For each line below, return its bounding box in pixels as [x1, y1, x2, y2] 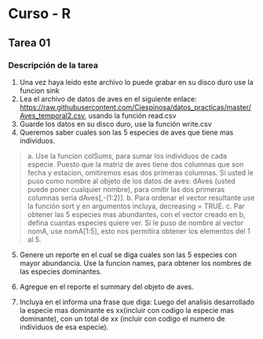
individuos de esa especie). [19, 322, 109, 331]
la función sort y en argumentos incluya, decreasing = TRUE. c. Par [27, 201, 245, 211]
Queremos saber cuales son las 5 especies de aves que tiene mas [19, 127, 234, 137]
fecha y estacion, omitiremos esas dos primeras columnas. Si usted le [27, 168, 254, 177]
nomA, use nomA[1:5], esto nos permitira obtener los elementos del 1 [27, 226, 250, 236]
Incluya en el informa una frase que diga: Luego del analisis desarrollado [19, 297, 255, 307]
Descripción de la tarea [8, 60, 98, 71]
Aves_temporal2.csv [19, 111, 85, 120]
